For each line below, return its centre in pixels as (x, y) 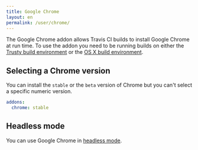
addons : (16, 102)
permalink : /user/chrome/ (38, 23)
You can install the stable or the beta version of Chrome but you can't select (99, 85)
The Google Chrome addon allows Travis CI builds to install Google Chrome (98, 40)
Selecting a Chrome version (58, 71)
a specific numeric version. (39, 91)
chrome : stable (30, 108)
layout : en (20, 17)
